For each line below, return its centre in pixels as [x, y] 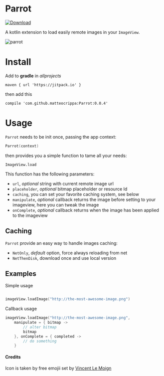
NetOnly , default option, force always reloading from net [70, 253]
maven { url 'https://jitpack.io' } [43, 85]
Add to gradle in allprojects [33, 76]
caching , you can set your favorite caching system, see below [76, 194]
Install [18, 62]
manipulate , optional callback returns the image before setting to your [84, 199]
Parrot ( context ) [22, 146]
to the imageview [30, 215]
